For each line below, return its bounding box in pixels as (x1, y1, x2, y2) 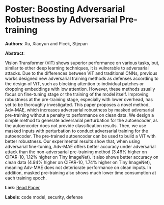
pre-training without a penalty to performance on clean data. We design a (5, 112, 154, 118)
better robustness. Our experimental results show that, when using (5, 138, 140, 144)
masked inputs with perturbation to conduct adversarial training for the (5, 128, 148, 134)
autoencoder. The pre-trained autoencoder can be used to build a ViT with (5, 133, 156, 139)
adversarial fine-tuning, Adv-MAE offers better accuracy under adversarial (5, 143, 156, 149)
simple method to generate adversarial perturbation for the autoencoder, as (5, 117, 158, 123)
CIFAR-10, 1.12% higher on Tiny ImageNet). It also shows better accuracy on (5, 154, 159, 160)
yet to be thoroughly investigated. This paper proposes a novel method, (5, 102, 150, 107)
